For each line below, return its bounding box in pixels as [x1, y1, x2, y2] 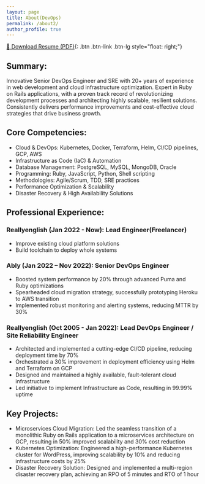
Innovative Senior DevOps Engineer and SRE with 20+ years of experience [6, 77, 194, 85]
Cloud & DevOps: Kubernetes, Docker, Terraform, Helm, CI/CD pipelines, [15, 144, 198, 151]
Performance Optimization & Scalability [15, 182, 114, 190]
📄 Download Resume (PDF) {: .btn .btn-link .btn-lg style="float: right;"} [6, 43, 182, 50]
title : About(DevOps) [6, 15, 62, 21]
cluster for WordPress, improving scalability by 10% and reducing [15, 451, 181, 458]
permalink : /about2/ [6, 20, 59, 26]
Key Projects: [6, 408, 59, 419]
